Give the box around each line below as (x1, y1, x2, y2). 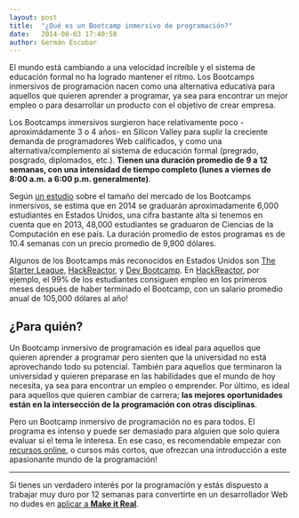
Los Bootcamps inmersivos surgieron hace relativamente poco (9, 117, 238, 128)
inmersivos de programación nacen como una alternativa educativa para (9, 81, 276, 92)
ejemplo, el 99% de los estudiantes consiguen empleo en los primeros (9, 275, 267, 285)
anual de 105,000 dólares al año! (9, 293, 129, 304)
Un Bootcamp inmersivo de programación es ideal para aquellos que (9, 343, 261, 354)
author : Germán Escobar (9, 37, 98, 47)
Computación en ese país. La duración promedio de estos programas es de (9, 228, 286, 240)
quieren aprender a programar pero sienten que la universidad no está (9, 352, 267, 363)
